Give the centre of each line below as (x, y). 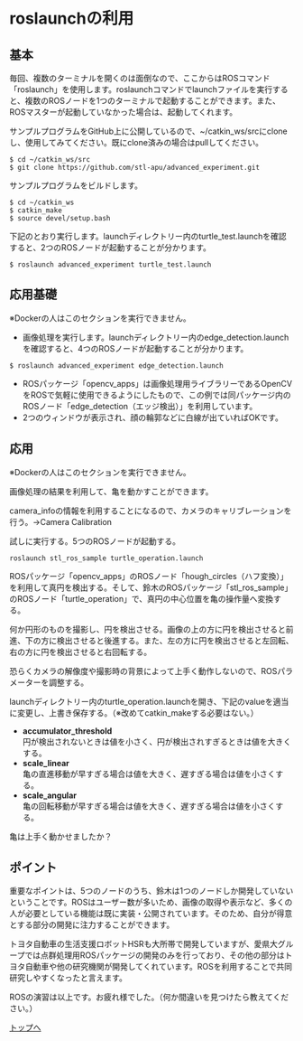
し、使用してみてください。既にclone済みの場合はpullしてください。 (137, 142)
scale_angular (49, 795)
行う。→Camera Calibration (61, 521)
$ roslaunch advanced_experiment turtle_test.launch (110, 265)
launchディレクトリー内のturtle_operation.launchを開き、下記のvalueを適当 (149, 701)
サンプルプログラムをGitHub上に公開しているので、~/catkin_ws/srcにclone (148, 131)
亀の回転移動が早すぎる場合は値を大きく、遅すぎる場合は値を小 (141, 806)
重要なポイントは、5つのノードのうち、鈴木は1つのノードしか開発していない (151, 891)
